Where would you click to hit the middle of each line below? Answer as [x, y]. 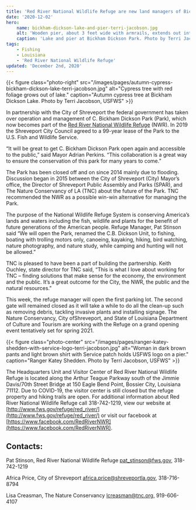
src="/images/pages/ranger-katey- [127, 342]
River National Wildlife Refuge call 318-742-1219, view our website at [88, 403]
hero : [13, 22]
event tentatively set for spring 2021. [50, 330]
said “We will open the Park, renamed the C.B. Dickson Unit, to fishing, [91, 233]
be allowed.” [21, 252]
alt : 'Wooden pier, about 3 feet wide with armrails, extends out [99, 33]
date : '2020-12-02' [30, 17]
